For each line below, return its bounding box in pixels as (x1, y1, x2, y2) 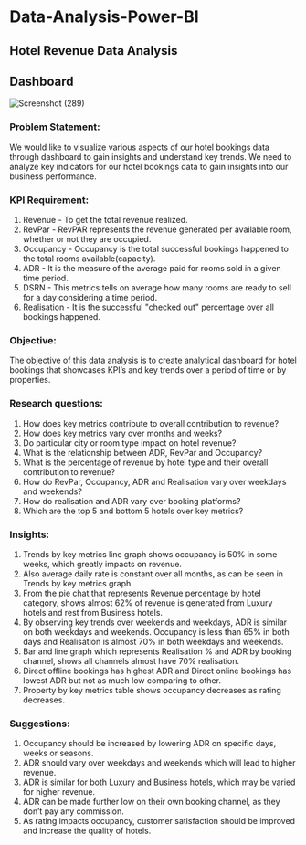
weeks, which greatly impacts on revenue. (22, 558, 183, 569)
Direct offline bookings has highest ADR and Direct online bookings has (22, 665, 292, 676)
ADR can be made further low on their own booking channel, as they (22, 797, 280, 808)
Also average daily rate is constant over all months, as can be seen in (22, 568, 284, 579)
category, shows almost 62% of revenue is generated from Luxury (22, 597, 273, 608)
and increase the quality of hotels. (22, 825, 152, 837)
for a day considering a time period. (22, 291, 158, 302)
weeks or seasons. (22, 747, 94, 759)
